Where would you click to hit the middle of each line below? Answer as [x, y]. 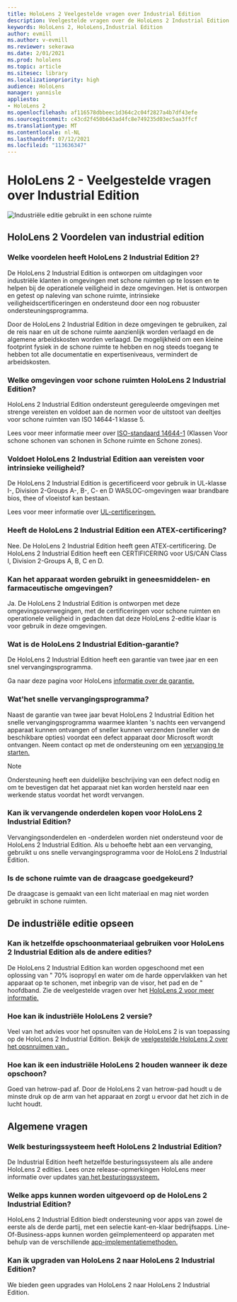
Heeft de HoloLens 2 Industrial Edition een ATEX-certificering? [117, 530]
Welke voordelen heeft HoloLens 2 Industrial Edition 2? [103, 258]
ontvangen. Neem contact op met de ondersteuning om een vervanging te [116, 744]
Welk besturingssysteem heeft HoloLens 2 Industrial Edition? [115, 1146]
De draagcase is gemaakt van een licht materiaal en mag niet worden [108, 894]
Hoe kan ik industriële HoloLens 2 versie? [80, 1016]
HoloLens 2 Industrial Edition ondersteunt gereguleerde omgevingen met [114, 405]
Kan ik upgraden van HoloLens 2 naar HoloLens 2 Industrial [111, 1260]
